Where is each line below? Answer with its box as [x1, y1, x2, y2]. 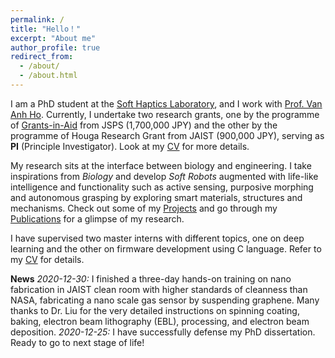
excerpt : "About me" [10, 33, 97, 43]
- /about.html [19, 71, 78, 81]
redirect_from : [10, 52, 74, 62]
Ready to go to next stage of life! [10, 336, 145, 348]
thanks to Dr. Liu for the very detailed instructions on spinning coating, [10, 304, 300, 316]
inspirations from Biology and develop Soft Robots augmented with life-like [10, 170, 319, 182]
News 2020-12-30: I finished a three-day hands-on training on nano [10, 272, 292, 285]
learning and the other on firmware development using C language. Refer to [10, 242, 322, 255]
